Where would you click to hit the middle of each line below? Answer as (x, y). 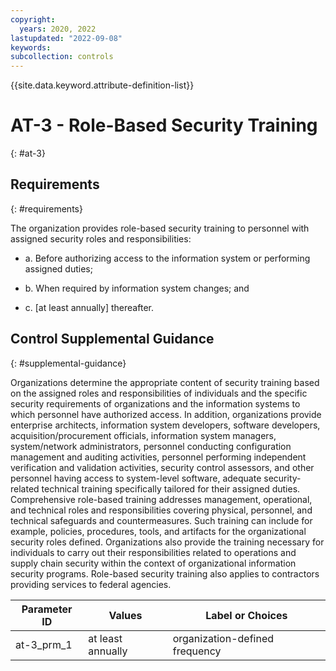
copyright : (33, 19)
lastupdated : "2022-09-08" (66, 38)
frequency (197, 651)
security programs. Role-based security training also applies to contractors (165, 573)
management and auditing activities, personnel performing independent (158, 457)
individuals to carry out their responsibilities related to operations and (153, 552)
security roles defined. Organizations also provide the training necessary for (167, 542)
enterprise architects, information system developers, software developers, (165, 425)
